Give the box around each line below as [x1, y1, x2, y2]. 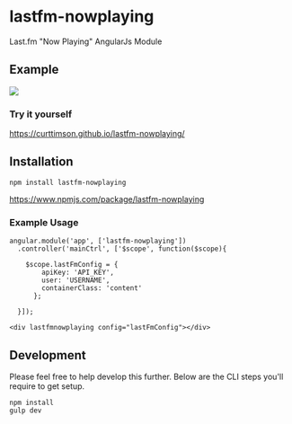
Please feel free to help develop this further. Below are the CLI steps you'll [9, 371, 284, 382]
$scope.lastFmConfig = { [25, 261, 119, 269]
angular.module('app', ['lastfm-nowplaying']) [9, 236, 187, 246]
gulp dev [9, 406, 42, 415]
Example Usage [9, 216, 79, 228]
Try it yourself [9, 108, 73, 120]
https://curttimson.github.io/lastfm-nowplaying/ [9, 128, 186, 139]
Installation [9, 155, 74, 170]
